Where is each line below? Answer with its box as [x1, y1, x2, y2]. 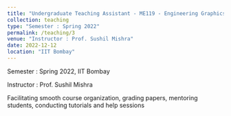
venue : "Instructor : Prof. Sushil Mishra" [7, 36, 134, 43]
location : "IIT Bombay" [7, 49, 76, 56]
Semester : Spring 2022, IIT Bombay [7, 67, 110, 76]
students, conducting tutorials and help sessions [7, 101, 145, 109]
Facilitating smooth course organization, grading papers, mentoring [7, 93, 198, 102]
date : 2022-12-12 [7, 42, 57, 49]
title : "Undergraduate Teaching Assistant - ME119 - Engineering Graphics [7, 10, 226, 17]
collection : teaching [7, 16, 69, 23]
